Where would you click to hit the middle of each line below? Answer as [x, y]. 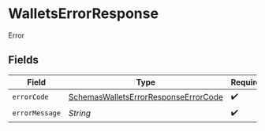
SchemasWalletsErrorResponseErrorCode [146, 97]
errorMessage [37, 113]
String [80, 113]
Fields [24, 60]
